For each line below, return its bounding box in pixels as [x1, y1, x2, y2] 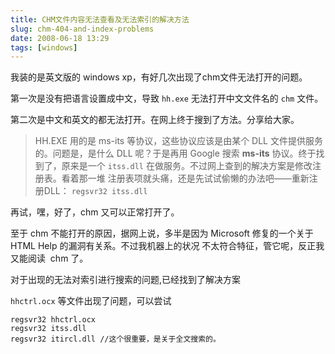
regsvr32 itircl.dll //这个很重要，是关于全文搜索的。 [10, 334, 221, 345]
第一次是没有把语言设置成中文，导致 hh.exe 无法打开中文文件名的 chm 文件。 [10, 92, 324, 105]
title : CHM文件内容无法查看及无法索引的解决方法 [10, 14, 190, 25]
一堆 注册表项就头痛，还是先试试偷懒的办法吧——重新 [87, 172, 310, 185]
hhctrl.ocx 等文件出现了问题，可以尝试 [10, 295, 172, 307]
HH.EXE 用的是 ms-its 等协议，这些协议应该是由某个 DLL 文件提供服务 [34, 135, 323, 147]
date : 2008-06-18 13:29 [10, 33, 110, 43]
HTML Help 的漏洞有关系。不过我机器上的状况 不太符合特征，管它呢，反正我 [10, 240, 325, 252]
